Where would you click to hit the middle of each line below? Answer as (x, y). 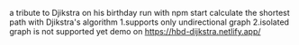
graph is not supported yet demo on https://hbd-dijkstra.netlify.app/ (135, 31)
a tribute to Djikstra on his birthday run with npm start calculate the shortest (149, 13)
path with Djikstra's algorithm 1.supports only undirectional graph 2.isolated (149, 22)
